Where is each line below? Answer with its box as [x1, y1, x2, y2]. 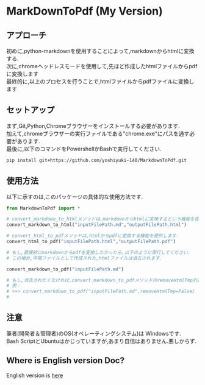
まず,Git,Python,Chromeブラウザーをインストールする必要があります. [6, 122, 180, 129]
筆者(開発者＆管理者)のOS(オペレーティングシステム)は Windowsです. [6, 330, 181, 337]
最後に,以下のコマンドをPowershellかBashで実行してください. [6, 145, 162, 152]
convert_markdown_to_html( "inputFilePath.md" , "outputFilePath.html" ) [6, 222, 187, 228]
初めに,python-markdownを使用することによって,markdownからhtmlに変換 [6, 48, 195, 54]
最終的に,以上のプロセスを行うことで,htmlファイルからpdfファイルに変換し [6, 78, 195, 85]
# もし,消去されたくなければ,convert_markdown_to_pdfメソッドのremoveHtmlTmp [6, 277, 193, 283]
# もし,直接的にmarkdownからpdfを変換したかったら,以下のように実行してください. [6, 249, 191, 255]
